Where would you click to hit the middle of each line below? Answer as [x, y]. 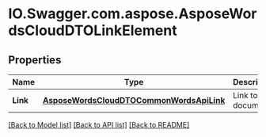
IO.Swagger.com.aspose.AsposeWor [133, 14]
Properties [35, 60]
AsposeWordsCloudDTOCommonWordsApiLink [134, 100]
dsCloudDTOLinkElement [93, 30]
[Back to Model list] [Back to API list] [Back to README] [99, 125]
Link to [245, 95]
